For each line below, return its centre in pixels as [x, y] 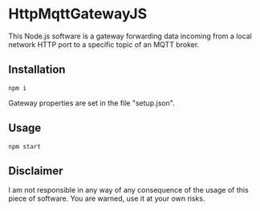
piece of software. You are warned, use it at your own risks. [107, 199]
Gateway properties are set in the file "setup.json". [91, 103]
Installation [37, 70]
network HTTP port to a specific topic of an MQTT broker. [104, 44]
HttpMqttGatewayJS [77, 14]
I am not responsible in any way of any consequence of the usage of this [128, 190]
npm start [25, 146]
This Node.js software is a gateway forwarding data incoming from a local [130, 36]
